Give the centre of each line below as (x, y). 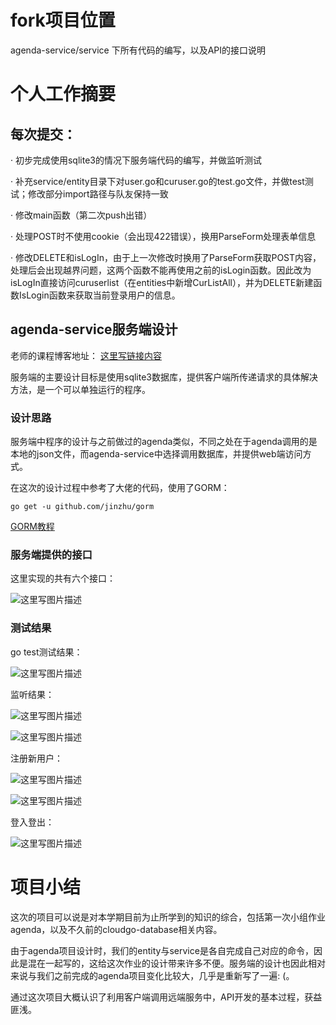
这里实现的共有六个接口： (63, 578)
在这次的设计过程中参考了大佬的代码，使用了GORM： (120, 488)
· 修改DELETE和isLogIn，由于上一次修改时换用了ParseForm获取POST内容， (166, 257)
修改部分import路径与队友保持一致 (98, 193)
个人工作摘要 (63, 94)
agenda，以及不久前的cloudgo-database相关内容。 (116, 929)
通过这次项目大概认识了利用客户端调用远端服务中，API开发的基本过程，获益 (166, 997)
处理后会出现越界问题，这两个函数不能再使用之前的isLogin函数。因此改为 (161, 270)
